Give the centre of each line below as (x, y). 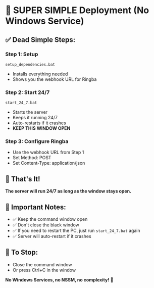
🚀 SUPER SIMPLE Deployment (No (77, 10)
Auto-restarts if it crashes (39, 123)
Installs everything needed (40, 74)
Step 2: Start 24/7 (28, 92)
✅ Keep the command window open (50, 219)
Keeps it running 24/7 (35, 118)
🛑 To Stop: (22, 252)
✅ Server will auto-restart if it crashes (52, 236)
